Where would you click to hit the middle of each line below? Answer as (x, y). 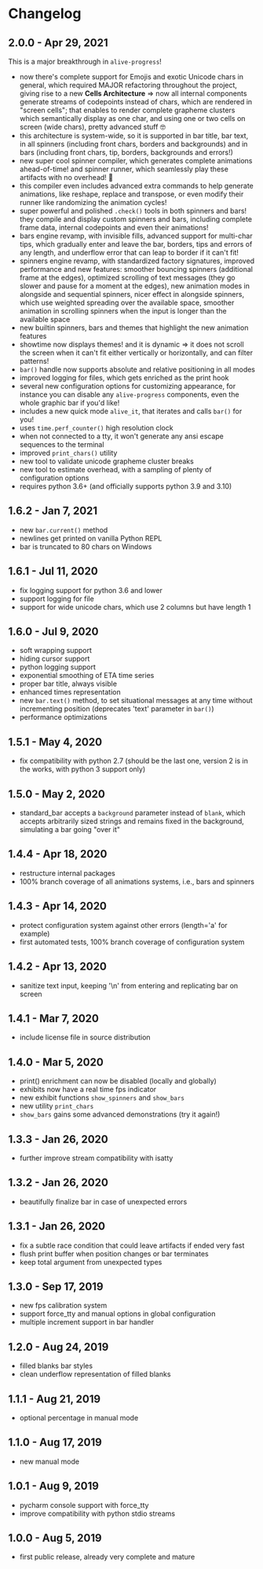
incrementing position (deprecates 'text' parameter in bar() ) (117, 709)
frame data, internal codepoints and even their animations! (114, 227)
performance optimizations (63, 717)
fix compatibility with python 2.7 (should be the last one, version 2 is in (134, 761)
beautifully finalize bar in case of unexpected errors (103, 1201)
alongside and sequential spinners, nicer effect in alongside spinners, (132, 294)
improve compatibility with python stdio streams (97, 1513)
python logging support (58, 667)
